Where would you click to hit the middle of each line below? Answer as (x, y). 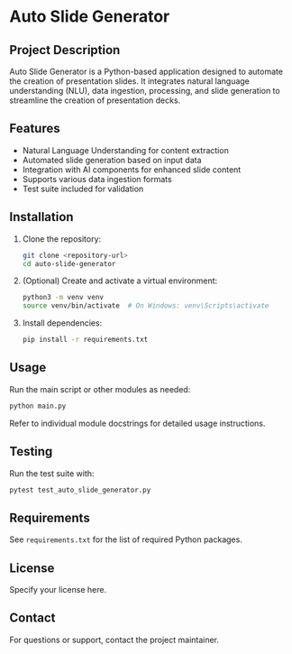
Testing (31, 451)
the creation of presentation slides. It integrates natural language (130, 81)
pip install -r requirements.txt (85, 340)
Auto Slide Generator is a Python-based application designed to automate (146, 71)
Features (35, 129)
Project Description (65, 50)
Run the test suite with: (52, 473)
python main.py (38, 406)
